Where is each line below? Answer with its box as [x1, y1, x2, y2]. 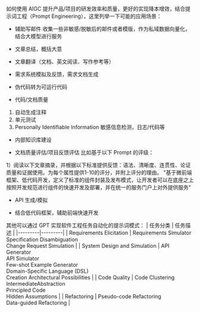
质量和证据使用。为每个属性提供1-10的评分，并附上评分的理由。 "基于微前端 [6, 169, 192, 176]
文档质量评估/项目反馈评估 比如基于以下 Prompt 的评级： [14, 149, 154, 156]
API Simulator [6, 255, 40, 262]
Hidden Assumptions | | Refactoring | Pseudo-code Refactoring [6, 293, 162, 299]
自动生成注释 [14, 109, 46, 116]
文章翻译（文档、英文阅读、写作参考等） [14, 58, 114, 65]
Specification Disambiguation [6, 236, 79, 243]
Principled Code [6, 286, 46, 294]
